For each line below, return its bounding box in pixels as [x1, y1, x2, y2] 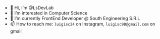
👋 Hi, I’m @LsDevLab [10, 5, 54, 10]
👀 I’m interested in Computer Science [10, 10, 88, 16]
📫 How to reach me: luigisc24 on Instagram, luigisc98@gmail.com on [10, 21, 155, 27]
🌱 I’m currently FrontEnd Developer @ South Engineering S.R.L [10, 15, 140, 21]
